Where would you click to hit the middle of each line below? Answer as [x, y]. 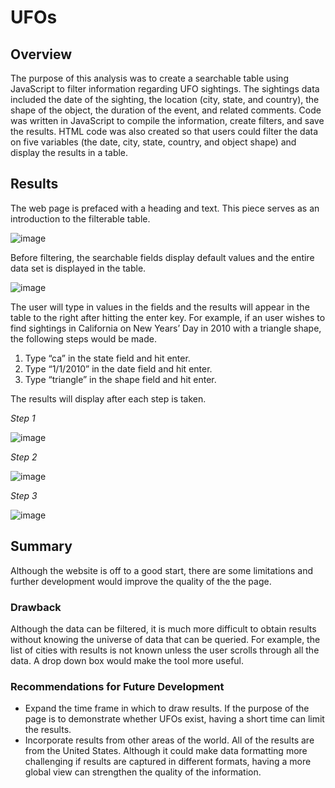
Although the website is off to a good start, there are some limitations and [161, 570]
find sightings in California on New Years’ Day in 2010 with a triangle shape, [166, 328]
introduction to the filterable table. [80, 218]
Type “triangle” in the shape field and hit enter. [120, 379]
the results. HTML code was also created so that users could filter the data [164, 131]
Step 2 [24, 457]
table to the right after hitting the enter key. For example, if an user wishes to [168, 317]
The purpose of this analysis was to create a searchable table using [149, 78]
